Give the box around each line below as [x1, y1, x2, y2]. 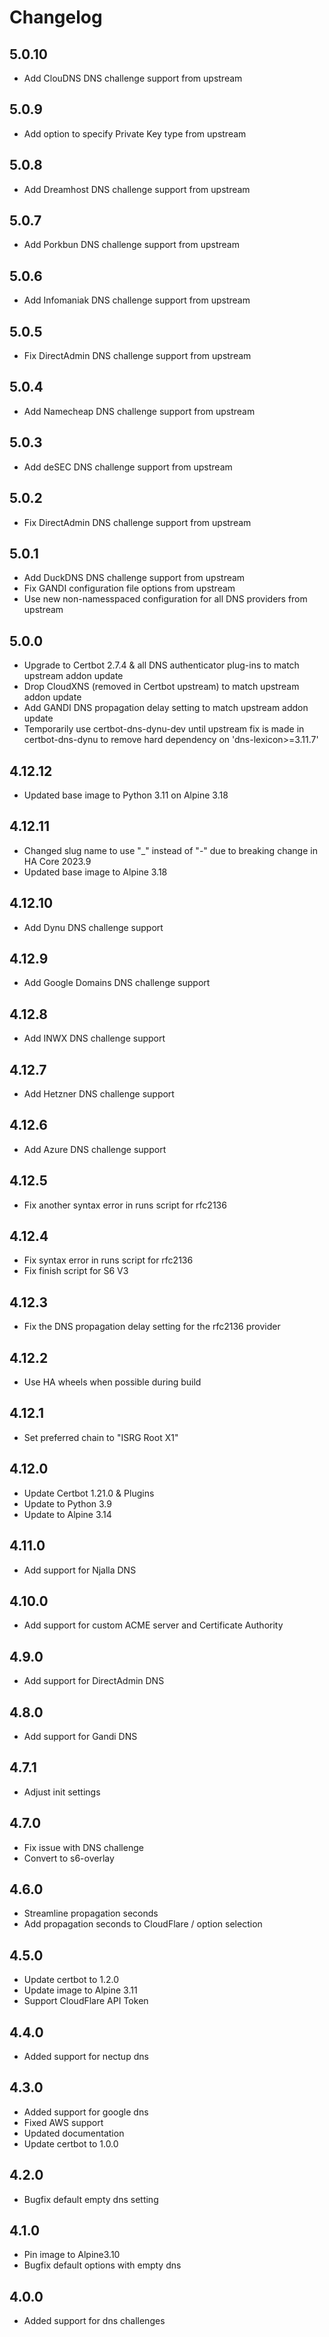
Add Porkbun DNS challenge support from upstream [23, 239, 240, 251]
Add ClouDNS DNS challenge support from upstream [23, 72, 243, 84]
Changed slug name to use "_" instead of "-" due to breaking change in [23, 844, 318, 856]
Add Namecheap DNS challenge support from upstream [23, 405, 256, 417]
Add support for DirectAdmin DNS [23, 1675, 165, 1687]
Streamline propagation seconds [23, 1907, 159, 1920]
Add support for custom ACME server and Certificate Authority [23, 1619, 284, 1631]
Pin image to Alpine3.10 [23, 2249, 121, 2261]
